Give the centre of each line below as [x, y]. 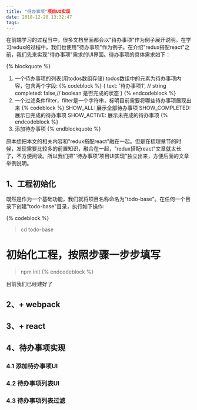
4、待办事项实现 [36, 348]
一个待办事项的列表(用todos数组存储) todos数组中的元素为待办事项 [95, 79]
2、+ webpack [33, 304]
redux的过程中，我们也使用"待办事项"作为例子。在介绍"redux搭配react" [98, 47]
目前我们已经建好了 [29, 284]
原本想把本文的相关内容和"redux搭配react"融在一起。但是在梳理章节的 [91, 141]
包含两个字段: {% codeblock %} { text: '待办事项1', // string [96, 86]
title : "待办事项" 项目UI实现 [38, 11]
